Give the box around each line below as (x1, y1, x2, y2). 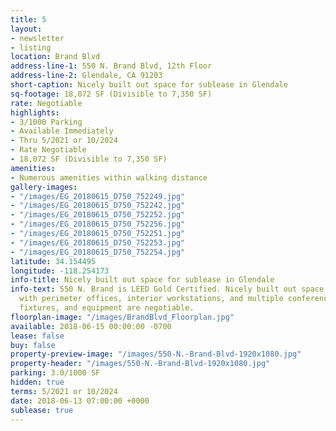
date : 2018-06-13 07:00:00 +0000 (10, 396, 150, 406)
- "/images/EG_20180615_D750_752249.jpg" (10, 191, 186, 201)
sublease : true (10, 405, 74, 415)
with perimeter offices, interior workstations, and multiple (19, 294, 284, 304)
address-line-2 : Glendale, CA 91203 (10, 71, 163, 81)
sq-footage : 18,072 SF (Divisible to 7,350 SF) (10, 89, 213, 99)
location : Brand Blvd (10, 52, 101, 62)
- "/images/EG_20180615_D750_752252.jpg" (10, 210, 186, 220)
